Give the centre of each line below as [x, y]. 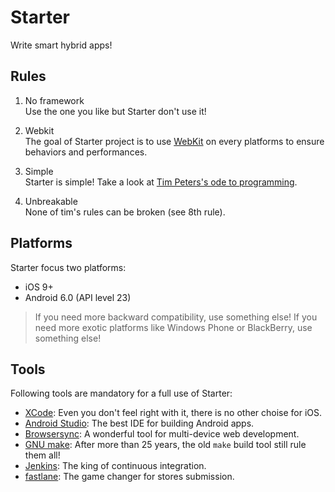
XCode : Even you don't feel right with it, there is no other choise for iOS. [173, 413]
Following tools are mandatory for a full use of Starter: [121, 393]
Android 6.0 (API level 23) [78, 297]
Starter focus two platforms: [68, 267]
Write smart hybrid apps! [61, 45]
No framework [54, 100]
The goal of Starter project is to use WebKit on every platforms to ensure [174, 141]
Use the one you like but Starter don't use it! [115, 111]
